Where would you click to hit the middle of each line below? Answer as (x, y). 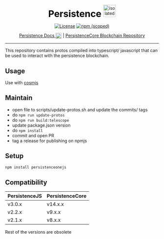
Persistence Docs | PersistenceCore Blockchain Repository (82, 36)
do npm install (27, 130)
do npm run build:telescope (41, 120)
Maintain (19, 98)
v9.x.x (54, 212)
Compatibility (26, 182)
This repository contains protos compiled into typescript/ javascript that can (81, 51)
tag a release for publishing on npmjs (49, 141)
